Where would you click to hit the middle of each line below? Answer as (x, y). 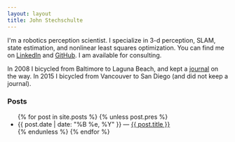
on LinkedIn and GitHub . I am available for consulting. (85, 55)
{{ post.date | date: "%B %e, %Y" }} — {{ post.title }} (94, 124)
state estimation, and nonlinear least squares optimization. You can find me (116, 48)
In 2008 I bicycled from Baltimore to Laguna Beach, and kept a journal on (113, 69)
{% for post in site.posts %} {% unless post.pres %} (93, 117)
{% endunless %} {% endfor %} (63, 132)
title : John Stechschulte (45, 20)
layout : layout (29, 14)
